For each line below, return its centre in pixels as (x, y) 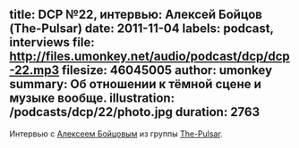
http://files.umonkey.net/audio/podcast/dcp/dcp (150, 57)
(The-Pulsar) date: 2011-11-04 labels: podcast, (142, 29)
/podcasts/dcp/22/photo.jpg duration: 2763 (135, 112)
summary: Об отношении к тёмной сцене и (135, 84)
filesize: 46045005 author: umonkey (167, 70)
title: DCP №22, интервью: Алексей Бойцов (136, 15)
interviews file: (52, 42)
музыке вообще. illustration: (92, 99)
